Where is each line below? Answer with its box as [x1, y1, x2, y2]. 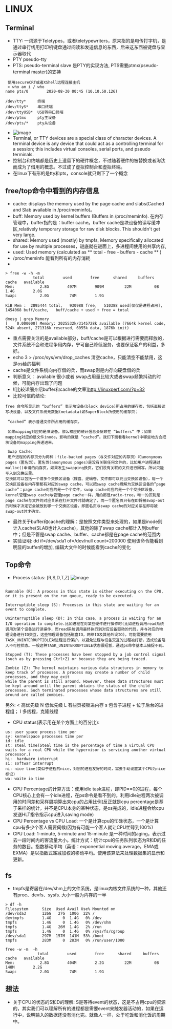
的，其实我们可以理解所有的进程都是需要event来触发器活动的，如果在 [12, 1005, 160, 1012]
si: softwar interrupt [5, 761, 54, 766]
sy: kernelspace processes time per [5, 733, 83, 739]
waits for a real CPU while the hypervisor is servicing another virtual [5, 747, 166, 752]
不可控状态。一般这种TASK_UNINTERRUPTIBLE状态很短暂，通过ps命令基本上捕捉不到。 [9, 643, 166, 648]
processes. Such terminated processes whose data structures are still [5, 687, 161, 693]
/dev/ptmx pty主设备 [5, 115, 56, 120]
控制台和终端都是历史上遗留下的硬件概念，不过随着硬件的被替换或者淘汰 [12, 157, 165, 163]
